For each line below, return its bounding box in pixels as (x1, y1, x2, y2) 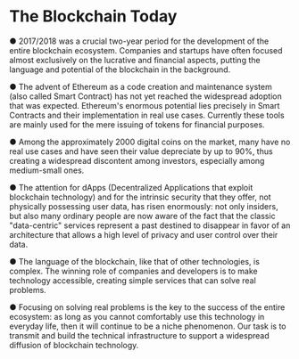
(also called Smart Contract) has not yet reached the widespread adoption (9, 91, 283, 102)
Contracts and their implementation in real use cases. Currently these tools (9, 110, 285, 120)
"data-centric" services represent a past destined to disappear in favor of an (9, 220, 291, 231)
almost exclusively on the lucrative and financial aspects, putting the (9, 54, 261, 65)
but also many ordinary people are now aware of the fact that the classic (9, 210, 276, 221)
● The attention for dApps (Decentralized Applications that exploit (9, 182, 253, 192)
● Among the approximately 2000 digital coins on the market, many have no (9, 136, 291, 147)
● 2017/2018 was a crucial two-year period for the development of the (9, 36, 270, 46)
